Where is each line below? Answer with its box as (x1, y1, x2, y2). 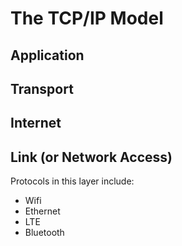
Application (10, 47, 85, 64)
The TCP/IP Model (10, 7, 164, 30)
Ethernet (24, 205, 61, 217)
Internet (10, 115, 62, 132)
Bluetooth (24, 227, 65, 239)
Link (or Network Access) (10, 148, 173, 166)
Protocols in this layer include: (10, 175, 135, 187)
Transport (10, 80, 74, 97)
